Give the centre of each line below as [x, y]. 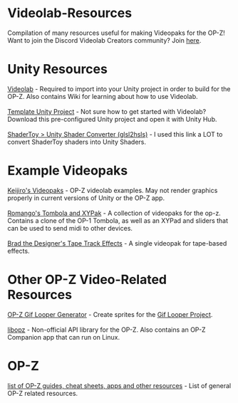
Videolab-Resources [70, 13]
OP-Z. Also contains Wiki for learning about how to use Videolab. [103, 96]
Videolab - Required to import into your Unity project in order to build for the [119, 89]
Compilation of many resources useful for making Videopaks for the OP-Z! [117, 33]
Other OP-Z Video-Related [87, 280]
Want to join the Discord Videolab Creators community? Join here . [104, 40]
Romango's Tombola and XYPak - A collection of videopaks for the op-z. [114, 213]
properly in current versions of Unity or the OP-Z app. [86, 198]
